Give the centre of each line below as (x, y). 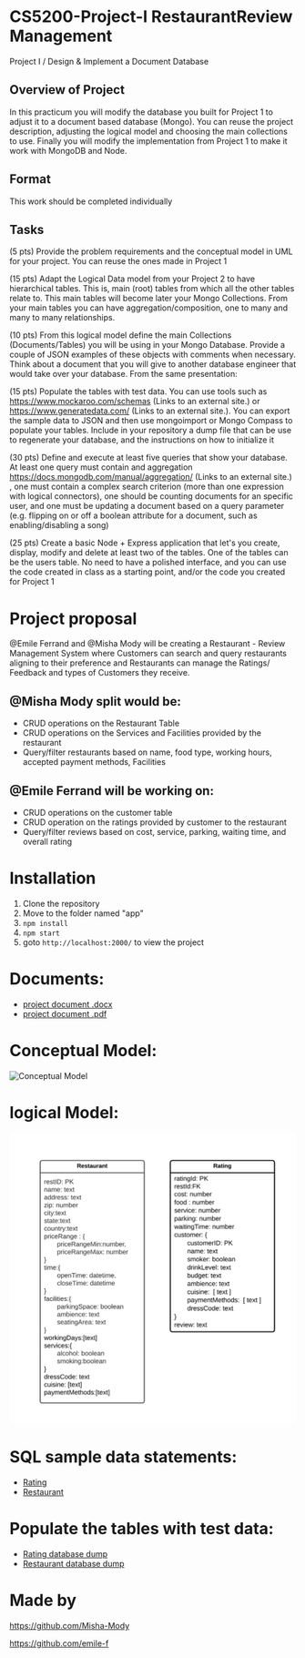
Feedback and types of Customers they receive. (100, 673)
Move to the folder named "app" (83, 913)
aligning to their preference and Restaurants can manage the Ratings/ (140, 663)
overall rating (47, 841)
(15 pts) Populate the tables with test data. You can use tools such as (138, 392)
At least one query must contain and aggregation (101, 467)
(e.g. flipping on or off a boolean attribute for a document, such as (133, 515)
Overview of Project (67, 90)
